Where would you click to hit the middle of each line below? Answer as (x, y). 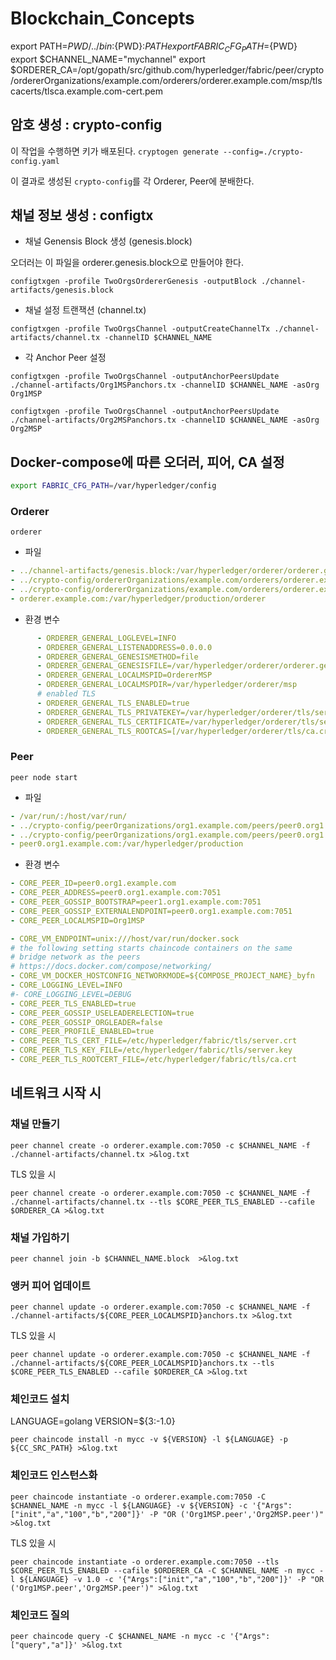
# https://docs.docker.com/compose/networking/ (111, 967)
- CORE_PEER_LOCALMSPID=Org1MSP (77, 920)
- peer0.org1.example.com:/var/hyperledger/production (127, 844)
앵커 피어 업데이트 (51, 1285)
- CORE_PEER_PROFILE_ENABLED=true (82, 1032)
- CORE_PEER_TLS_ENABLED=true (73, 1003)
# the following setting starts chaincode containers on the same (151, 948)
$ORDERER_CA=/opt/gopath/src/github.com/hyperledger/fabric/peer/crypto (167, 69)
